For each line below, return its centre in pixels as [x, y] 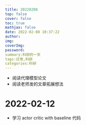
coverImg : [15, 46]
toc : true [15, 23]
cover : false [18, 18]
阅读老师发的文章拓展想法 [38, 84]
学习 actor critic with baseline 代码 [46, 118]
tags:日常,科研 [19, 59]
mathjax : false [20, 28]
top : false [16, 14]
